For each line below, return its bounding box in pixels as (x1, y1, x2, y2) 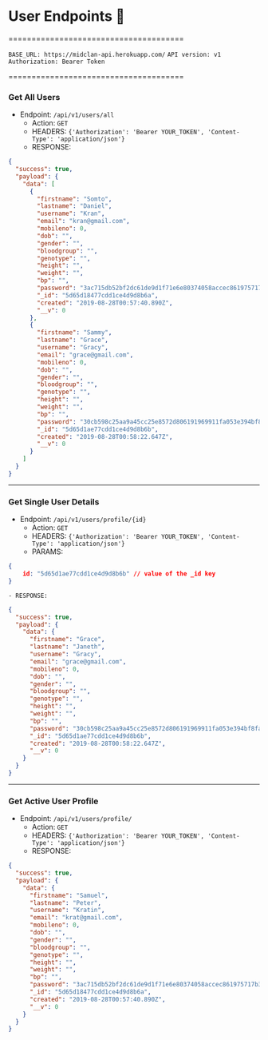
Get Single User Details (8, 496, 100, 507)
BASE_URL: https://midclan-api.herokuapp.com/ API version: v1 (8, 50, 222, 58)
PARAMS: (31, 547, 64, 556)
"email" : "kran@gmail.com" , (37, 217, 130, 225)
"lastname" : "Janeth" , (29, 643, 105, 651)
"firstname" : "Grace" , (29, 636, 105, 644)
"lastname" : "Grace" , (37, 336, 109, 345)
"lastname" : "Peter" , (29, 899, 102, 907)
